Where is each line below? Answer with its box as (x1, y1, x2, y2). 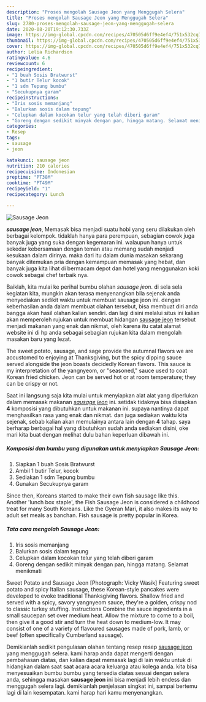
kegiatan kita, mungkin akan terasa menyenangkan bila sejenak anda (6, 289, 180, 297)
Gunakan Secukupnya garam (15, 480, 89, 487)
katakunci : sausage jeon (6, 157, 70, 163)
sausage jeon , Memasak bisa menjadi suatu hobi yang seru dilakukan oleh (6, 225, 196, 233)
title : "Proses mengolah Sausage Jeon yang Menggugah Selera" (6, 15, 169, 21)
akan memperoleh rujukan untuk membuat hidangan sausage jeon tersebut (6, 316, 196, 323)
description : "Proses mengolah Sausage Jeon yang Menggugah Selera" (6, 9, 185, 15)
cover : (6, 44, 23, 50)
